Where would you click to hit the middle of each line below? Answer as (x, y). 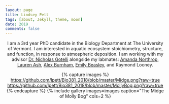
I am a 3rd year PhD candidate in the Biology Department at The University (85, 43)
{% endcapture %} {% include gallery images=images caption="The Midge (85, 91)
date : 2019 (17, 24)
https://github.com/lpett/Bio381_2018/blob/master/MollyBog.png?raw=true (85, 85)
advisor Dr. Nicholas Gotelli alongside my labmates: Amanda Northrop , (85, 59)
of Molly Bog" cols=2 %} (85, 96)
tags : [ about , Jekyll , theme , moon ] (44, 19)
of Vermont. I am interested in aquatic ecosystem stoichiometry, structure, (85, 49)
